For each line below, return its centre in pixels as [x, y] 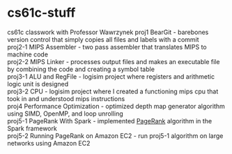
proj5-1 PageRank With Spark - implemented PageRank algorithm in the [110, 121]
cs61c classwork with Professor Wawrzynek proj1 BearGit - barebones [108, 32]
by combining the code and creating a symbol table [81, 69]
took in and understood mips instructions [66, 98]
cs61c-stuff [41, 13]
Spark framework [32, 128]
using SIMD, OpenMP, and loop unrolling [65, 114]
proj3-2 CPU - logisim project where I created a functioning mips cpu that [113, 91]
